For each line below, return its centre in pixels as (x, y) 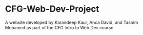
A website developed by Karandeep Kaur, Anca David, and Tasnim (71, 22)
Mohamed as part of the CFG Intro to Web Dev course (59, 27)
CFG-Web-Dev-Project (52, 9)
